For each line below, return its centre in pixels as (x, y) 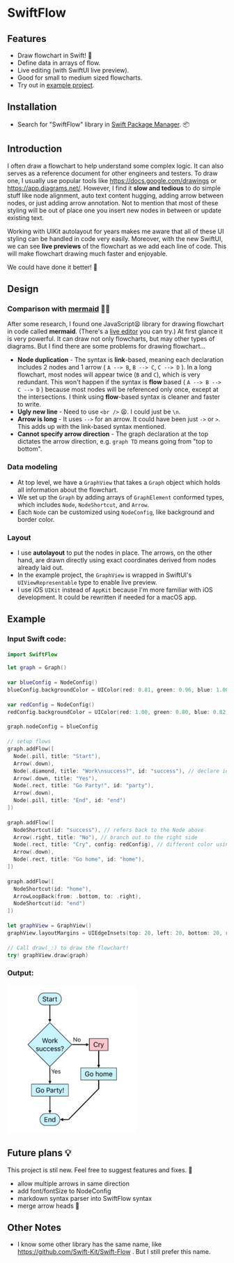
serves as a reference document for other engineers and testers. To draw (112, 173)
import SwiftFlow (32, 655)
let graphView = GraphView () (49, 926)
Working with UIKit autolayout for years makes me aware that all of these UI (116, 231)
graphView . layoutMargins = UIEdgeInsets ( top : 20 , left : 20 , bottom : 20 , (115, 933)
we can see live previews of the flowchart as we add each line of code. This (117, 246)
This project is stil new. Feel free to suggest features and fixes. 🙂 (100, 1170)
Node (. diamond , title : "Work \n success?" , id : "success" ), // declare (116, 771)
